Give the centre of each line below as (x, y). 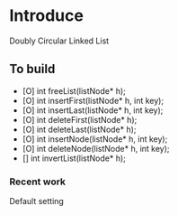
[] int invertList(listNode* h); (74, 158)
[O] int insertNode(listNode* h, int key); (95, 139)
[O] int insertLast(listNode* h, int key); (93, 110)
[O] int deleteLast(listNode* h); (79, 129)
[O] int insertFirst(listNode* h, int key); (93, 100)
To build (32, 69)
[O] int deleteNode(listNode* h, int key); (96, 148)
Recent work (37, 182)
